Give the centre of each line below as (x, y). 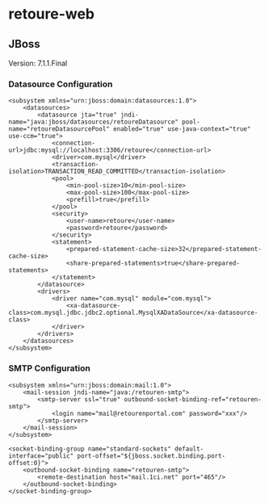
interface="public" (41, 456)
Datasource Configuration (61, 84)
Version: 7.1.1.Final (38, 63)
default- (189, 449)
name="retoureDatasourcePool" (59, 129)
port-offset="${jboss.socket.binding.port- (151, 456)
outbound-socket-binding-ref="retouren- (193, 399)
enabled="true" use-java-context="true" (182, 129)
